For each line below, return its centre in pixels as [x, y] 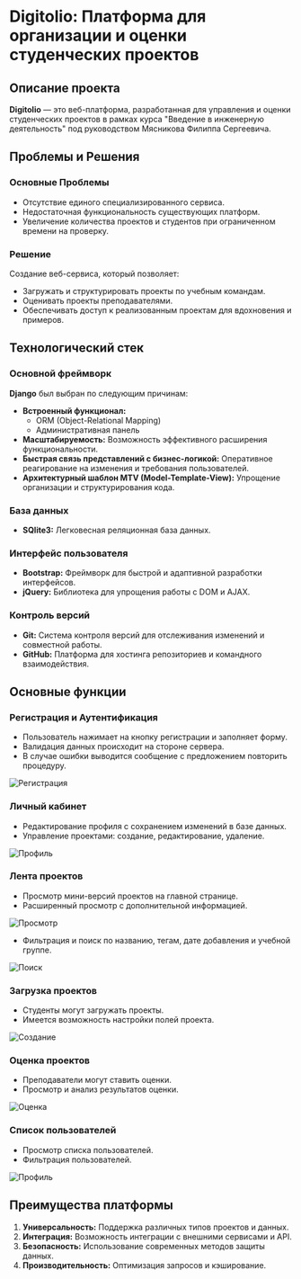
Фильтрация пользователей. [77, 1159]
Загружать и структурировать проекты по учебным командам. [144, 291]
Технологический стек [77, 348]
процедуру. [44, 765]
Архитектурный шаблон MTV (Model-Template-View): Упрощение [151, 478]
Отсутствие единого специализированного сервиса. [123, 202]
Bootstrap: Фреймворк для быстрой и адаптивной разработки [142, 573]
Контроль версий [50, 615]
